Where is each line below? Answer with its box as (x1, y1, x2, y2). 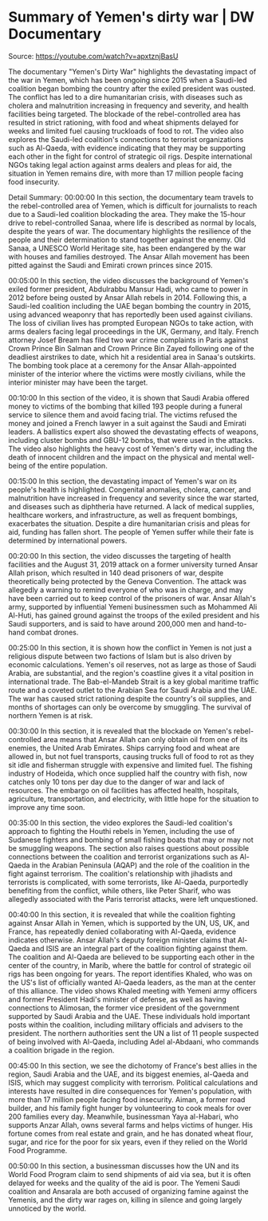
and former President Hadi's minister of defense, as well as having (8, 994, 227, 1004)
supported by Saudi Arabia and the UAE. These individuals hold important (8, 1011, 250, 1021)
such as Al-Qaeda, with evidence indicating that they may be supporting (8, 143, 246, 152)
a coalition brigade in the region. (8, 1045, 115, 1055)
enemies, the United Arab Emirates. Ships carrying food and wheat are (8, 743, 241, 753)
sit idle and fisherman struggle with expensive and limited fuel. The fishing (8, 760, 253, 769)
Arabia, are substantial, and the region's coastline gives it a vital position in (8, 668, 254, 678)
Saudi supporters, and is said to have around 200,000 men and (8, 618, 216, 628)
